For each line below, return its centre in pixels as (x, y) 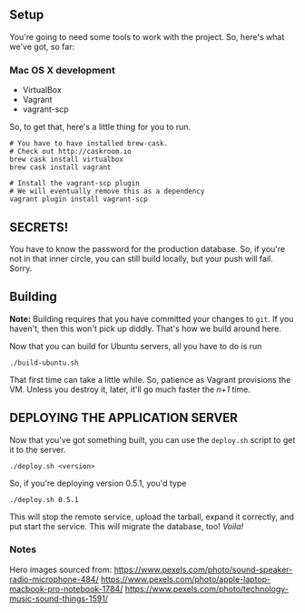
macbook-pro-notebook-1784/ (66, 588)
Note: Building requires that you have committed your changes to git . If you (152, 318)
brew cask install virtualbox (67, 160)
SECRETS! (39, 227)
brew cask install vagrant (60, 167)
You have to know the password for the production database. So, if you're (148, 248)
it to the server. (38, 449)
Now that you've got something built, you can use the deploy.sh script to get (152, 439)
